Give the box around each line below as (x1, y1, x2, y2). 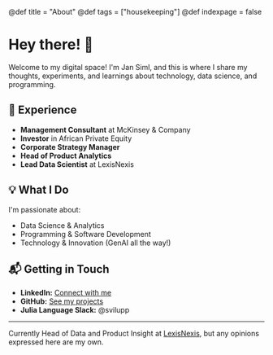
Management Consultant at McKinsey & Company (19, 125, 191, 134)
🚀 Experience (8, 103, 77, 117)
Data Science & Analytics (19, 220, 105, 230)
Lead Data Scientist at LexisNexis (19, 159, 134, 169)
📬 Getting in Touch (8, 262, 110, 276)
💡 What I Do (8, 183, 69, 197)
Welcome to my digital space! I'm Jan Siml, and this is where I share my (8, 62, 248, 72)
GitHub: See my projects (19, 296, 104, 306)
